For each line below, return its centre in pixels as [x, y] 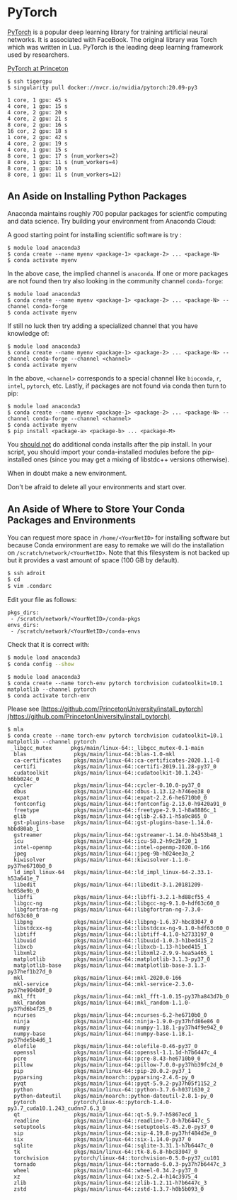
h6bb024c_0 [23, 779]
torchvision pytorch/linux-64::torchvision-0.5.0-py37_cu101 [117, 1158]
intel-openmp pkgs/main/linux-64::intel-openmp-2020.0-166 [112, 847]
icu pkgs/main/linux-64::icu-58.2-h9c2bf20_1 [106, 841]
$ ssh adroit [27, 573]
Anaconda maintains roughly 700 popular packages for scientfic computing [117, 213]
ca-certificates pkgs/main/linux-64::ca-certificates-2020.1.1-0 [117, 760]
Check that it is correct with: [48, 645]
